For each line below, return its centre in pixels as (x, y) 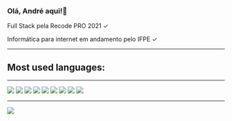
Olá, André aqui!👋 (37, 11)
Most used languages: (56, 67)
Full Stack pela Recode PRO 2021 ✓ (58, 26)
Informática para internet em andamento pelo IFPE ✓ (82, 39)
